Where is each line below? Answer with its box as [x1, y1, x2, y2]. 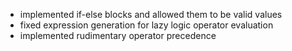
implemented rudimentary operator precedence [19, 30, 217, 41]
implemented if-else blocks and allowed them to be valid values [19, 9, 283, 20]
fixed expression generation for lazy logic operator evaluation [19, 19, 274, 31]
